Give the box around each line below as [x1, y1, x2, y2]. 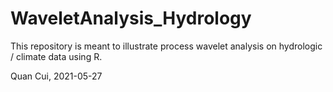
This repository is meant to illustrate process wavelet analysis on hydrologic [10, 40, 323, 52]
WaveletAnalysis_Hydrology [10, 7, 252, 30]
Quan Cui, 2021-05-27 [10, 70, 103, 82]
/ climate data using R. [10, 50, 103, 62]
